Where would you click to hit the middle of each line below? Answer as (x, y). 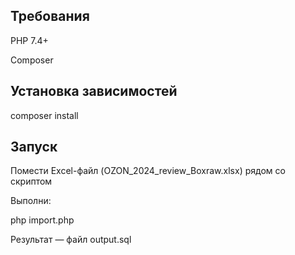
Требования (50, 16)
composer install (44, 115)
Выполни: (31, 201)
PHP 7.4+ (29, 40)
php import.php (42, 220)
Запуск (34, 147)
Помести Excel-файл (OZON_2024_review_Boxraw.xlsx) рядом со (148, 171)
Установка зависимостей (94, 91)
